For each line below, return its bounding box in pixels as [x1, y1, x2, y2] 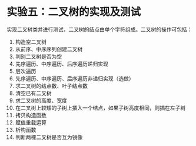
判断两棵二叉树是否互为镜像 [15, 133, 83, 141]
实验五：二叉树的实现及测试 [6, 5, 141, 19]
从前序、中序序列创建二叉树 [15, 45, 83, 53]
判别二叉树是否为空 [15, 53, 62, 60]
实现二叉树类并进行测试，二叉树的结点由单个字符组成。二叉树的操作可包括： [6, 26, 192, 33]
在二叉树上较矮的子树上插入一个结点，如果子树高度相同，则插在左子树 [15, 104, 186, 111]
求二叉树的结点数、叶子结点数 [15, 82, 88, 89]
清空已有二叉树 [15, 89, 52, 97]
